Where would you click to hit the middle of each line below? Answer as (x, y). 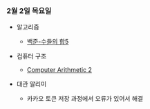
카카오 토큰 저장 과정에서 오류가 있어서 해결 (85, 99)
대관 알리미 (31, 84)
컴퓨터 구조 (31, 56)
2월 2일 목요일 (29, 10)
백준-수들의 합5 (48, 42)
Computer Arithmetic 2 (59, 70)
